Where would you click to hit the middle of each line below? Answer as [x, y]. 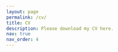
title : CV [19, 23]
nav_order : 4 [22, 39]
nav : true [19, 34]
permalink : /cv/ [26, 17]
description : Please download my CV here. [60, 28]
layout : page [22, 12]
